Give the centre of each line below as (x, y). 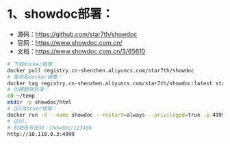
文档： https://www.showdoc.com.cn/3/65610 (81, 51)
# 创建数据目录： (28, 89)
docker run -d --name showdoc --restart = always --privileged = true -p (108, 115)
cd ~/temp (21, 96)
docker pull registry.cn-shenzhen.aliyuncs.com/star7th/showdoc (101, 70)
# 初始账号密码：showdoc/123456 (50, 128)
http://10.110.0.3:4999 (41, 134)
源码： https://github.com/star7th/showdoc (77, 34)
